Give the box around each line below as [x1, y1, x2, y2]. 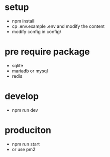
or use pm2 [11, 146, 36, 152]
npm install [11, 18, 35, 24]
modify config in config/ [11, 28, 62, 34]
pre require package [4, 46, 90, 57]
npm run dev [11, 107, 38, 113]
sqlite [11, 62, 23, 68]
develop [4, 91, 39, 102]
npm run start [11, 141, 40, 147]
